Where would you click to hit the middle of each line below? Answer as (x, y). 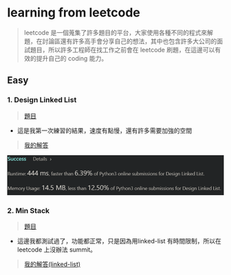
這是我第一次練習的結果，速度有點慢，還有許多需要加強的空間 (104, 130)
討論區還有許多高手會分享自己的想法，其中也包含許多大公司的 (130, 41)
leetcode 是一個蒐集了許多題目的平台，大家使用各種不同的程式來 (115, 32)
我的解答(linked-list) (52, 264)
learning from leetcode (74, 13)
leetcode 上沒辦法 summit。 (57, 250)
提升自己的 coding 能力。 (72, 58)
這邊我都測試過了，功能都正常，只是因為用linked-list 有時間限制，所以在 (119, 241)
